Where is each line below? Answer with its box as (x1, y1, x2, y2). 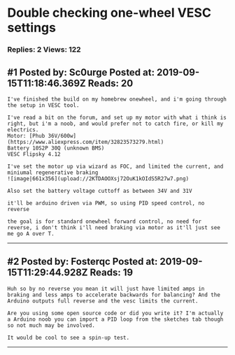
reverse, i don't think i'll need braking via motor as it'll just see (7, 224, 220, 231)
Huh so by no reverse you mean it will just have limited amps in (7, 285, 205, 292)
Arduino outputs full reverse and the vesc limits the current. (7, 297, 199, 305)
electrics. (7, 126, 39, 133)
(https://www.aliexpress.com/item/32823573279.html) (7, 138, 164, 145)
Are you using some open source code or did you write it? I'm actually (7, 310, 224, 317)
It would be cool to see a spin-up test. (7, 334, 130, 341)
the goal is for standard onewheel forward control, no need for (7, 218, 201, 225)
